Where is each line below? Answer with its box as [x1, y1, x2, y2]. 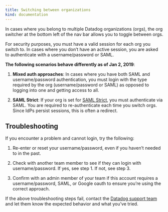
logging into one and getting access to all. [12, 87, 99, 93]
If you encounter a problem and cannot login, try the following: [5, 135, 134, 141]
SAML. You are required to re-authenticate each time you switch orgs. [12, 102, 157, 108]
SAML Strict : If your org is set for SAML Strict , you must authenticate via [12, 96, 163, 103]
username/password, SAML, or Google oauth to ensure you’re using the [12, 180, 161, 186]
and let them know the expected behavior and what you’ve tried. [5, 201, 139, 207]
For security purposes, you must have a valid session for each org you [5, 41, 151, 47]
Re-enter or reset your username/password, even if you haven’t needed [12, 145, 161, 151]
